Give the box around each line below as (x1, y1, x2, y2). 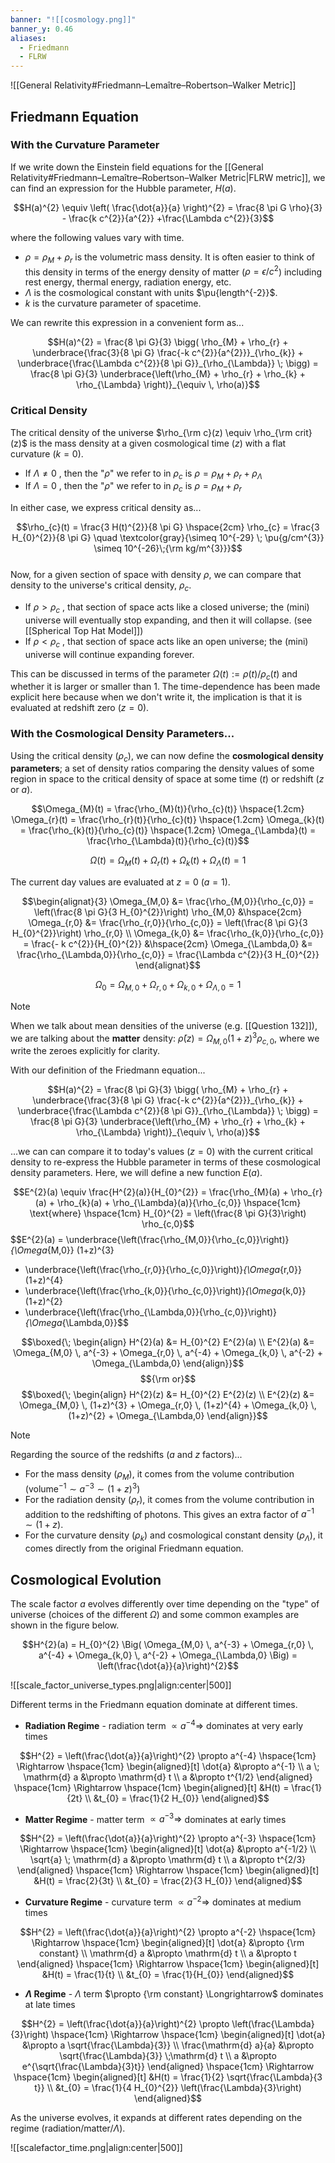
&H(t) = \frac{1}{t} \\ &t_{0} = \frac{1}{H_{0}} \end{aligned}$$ (41, 1968, 295, 1980)
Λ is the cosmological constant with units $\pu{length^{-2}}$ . (24, 287, 278, 299)
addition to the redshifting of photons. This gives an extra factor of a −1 (24, 1506, 315, 1520)
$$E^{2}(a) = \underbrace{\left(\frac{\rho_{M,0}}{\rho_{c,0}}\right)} (10, 1234, 290, 1246)
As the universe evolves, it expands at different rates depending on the (10, 2111, 303, 2123)
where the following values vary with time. (10, 231, 185, 243)
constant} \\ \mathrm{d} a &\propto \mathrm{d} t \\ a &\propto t (39, 1947, 297, 1959)
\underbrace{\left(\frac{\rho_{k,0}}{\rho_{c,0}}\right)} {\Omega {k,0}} (24, 1285, 307, 1297)
